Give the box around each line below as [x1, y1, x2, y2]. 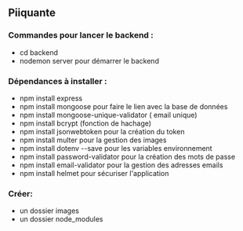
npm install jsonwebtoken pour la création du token [19, 126, 185, 136]
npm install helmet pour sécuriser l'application [19, 168, 169, 178]
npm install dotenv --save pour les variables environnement [19, 143, 213, 152]
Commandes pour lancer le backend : [8, 30, 154, 41]
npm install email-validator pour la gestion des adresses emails [19, 160, 223, 170]
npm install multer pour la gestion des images [19, 135, 167, 145]
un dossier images [19, 206, 80, 215]
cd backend [19, 47, 59, 57]
